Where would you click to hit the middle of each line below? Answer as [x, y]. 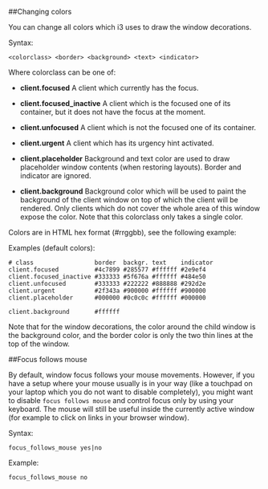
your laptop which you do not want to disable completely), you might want [131, 392]
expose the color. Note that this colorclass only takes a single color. [131, 217]
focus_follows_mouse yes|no [55, 448]
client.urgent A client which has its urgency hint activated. [117, 143]
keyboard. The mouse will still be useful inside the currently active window [132, 409]
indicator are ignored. [55, 175]
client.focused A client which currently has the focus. [109, 88]
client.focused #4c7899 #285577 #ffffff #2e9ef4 [107, 270]
